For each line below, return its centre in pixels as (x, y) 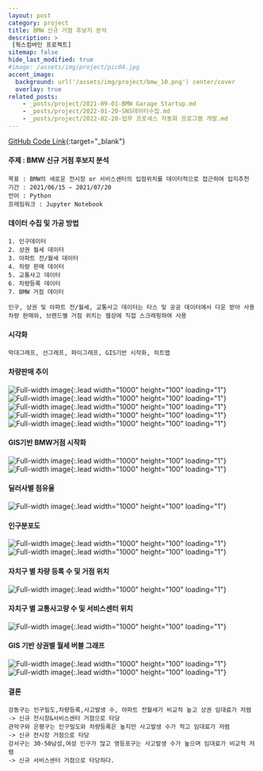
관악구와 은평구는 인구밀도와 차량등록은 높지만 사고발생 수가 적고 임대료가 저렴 (119, 727)
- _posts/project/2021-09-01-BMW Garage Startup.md (109, 104)
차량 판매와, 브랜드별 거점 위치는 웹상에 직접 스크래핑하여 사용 (97, 316)
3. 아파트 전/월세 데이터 (44, 258)
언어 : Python (30, 196)
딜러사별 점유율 (32, 488)
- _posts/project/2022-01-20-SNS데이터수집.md (96, 112)
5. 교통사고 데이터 (34, 275)
